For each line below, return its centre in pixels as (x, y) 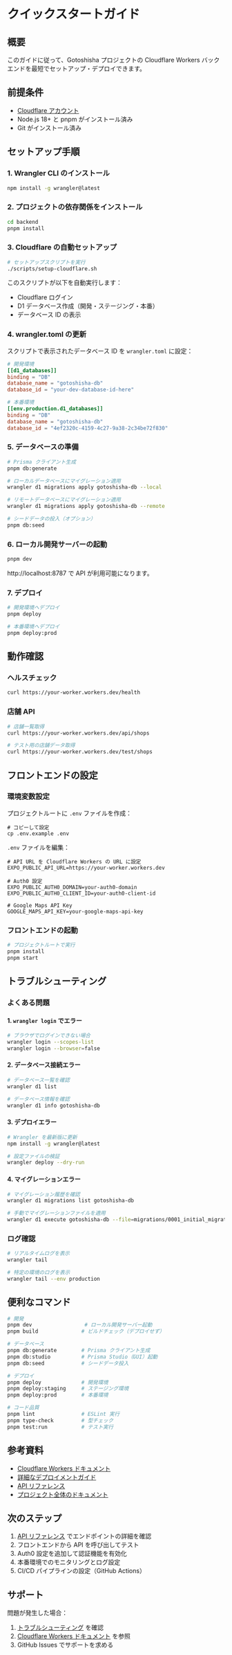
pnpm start (23, 958)
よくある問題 (29, 1003)
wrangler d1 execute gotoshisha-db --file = (71, 1220)
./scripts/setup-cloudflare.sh (52, 269)
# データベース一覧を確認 (39, 1080)
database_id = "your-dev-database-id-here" (71, 390)
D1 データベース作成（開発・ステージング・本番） (88, 306)
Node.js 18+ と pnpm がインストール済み (75, 119)
